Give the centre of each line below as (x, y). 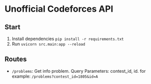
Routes (16, 59)
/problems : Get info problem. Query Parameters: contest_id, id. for (79, 71)
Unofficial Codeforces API (59, 9)
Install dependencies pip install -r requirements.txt (68, 39)
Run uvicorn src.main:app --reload (48, 44)
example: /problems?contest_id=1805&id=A (55, 76)
